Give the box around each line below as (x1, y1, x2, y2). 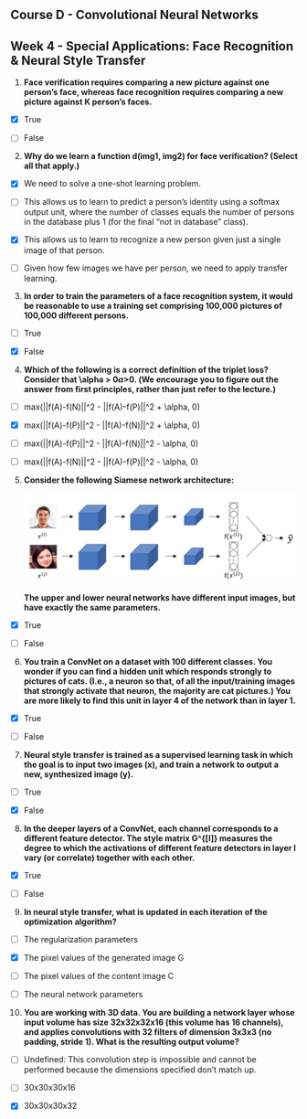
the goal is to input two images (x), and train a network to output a (23, 759, 280, 770)
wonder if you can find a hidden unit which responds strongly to (23, 666, 272, 677)
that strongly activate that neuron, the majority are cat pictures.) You (23, 685, 291, 696)
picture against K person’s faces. (23, 96, 153, 108)
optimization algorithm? (23, 916, 117, 927)
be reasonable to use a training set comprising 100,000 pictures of (23, 300, 282, 311)
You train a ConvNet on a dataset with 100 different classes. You (23, 655, 273, 666)
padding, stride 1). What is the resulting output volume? (23, 1037, 240, 1048)
